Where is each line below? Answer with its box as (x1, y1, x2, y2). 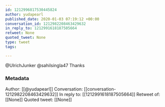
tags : (5, 44, 16, 49)
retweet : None (5, 30, 35, 35)
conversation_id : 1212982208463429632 (5, 21, 86, 26)
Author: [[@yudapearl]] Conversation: (5, 86, 83, 92)
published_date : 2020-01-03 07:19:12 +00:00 (5, 16, 99, 21)
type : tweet (5, 40, 30, 45)
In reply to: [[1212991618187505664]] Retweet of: (59, 91, 160, 97)
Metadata (5, 75, 29, 82)
